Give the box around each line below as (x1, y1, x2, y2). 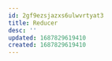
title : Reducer (8, 19, 58, 27)
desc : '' (8, 26, 37, 34)
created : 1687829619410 (8, 41, 87, 49)
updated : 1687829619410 (8, 33, 87, 42)
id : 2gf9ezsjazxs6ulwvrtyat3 (8, 11, 104, 20)
